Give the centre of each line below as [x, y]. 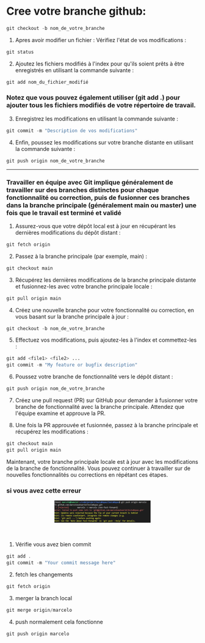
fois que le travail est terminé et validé [64, 213]
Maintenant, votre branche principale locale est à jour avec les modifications [102, 461]
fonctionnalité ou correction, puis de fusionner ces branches [98, 197]
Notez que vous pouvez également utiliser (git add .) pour [93, 98]
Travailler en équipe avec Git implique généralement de [90, 182]
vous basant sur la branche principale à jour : [72, 317]
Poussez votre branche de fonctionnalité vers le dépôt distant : [94, 377]
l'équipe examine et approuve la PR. [60, 413]
